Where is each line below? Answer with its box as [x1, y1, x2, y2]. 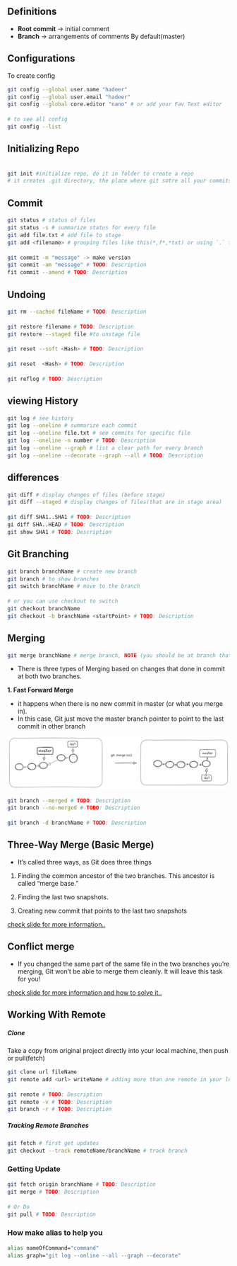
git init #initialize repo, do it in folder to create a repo [7, 170, 194, 177]
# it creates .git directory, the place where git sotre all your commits [7, 177, 232, 185]
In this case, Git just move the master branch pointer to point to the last [17, 714, 224, 723]
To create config [7, 71, 55, 80]
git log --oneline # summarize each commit [7, 422, 138, 429]
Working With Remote [7, 1009, 107, 1021]
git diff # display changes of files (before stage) [7, 491, 166, 498]
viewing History [7, 395, 79, 407]
